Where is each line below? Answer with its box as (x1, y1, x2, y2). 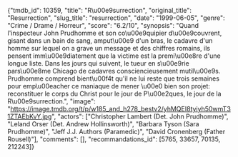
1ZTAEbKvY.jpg (7, 112, 52, 121)
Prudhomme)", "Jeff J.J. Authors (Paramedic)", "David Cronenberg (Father (7, 128, 226, 136)
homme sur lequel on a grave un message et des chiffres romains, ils (7, 44, 211, 52)
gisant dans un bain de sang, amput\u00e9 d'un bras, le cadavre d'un (7, 36, 213, 45)
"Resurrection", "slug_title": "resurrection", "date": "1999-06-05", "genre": (7, 14, 225, 22)
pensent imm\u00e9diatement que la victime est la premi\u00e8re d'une (7, 51, 221, 60)
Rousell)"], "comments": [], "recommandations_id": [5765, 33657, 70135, (7, 135, 221, 143)
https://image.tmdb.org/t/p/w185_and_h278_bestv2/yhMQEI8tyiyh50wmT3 (10, 105, 231, 113)
